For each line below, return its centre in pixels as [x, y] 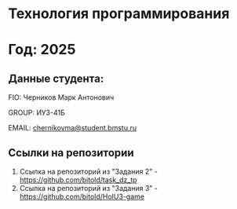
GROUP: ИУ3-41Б [36, 113]
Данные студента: [56, 78]
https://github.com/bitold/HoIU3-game [82, 196]
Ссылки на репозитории [71, 153]
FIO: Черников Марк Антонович [61, 97]
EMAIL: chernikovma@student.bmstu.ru [73, 128]
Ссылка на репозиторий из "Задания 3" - [89, 188]
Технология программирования [119, 14]
